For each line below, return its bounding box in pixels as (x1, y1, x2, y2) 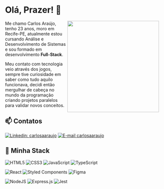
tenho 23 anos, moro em (5, 25, 55, 31)
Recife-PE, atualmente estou (5, 31, 62, 37)
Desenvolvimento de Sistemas (5, 41, 66, 47)
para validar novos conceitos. (5, 102, 64, 108)
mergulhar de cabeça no (5, 87, 55, 93)
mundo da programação (5, 92, 54, 98)
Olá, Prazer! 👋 (5, 4, 61, 16)
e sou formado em (5, 46, 42, 52)
